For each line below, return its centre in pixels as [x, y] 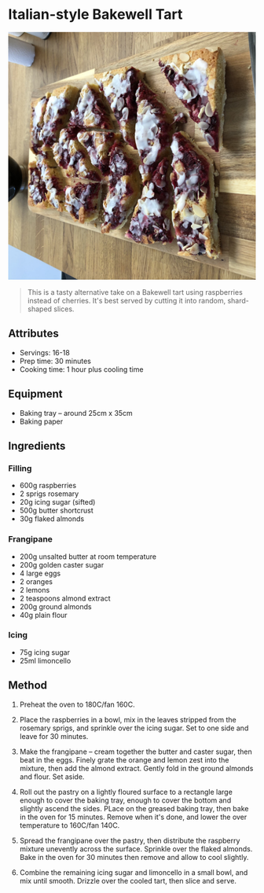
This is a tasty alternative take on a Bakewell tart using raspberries [135, 292]
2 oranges [36, 581]
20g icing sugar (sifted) [57, 502]
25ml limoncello [45, 660]
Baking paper [41, 421]
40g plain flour [44, 615]
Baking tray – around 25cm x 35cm [76, 413]
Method [28, 685]
